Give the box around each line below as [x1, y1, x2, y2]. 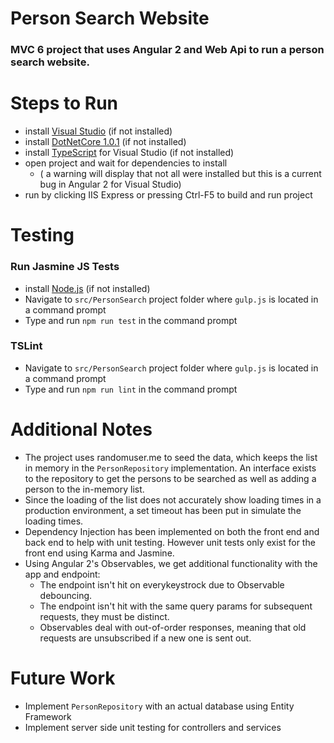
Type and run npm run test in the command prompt [24, 314, 238, 326]
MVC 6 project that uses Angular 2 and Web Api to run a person [10, 43, 325, 57]
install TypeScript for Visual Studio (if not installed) [24, 147, 235, 159]
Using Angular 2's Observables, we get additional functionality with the [24, 557, 318, 569]
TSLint [10, 339, 43, 353]
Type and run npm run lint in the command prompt [24, 383, 238, 395]
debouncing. [39, 589, 93, 601]
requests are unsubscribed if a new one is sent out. [39, 632, 252, 644]
